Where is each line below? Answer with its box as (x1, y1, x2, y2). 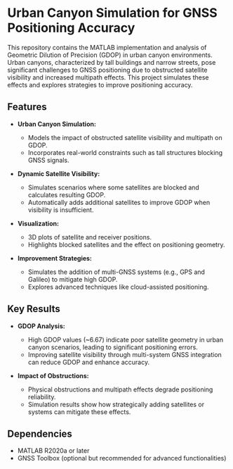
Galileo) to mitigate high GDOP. (27, 275, 118, 283)
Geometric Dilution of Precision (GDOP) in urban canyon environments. (7, 51, 213, 59)
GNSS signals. (27, 156, 69, 164)
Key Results (7, 303, 61, 315)
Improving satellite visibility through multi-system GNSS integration (27, 350, 222, 358)
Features (7, 101, 47, 113)
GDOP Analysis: (17, 322, 65, 330)
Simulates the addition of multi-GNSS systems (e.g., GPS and (27, 268, 206, 276)
